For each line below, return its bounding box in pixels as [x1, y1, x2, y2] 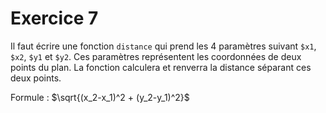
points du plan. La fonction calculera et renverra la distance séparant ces [10, 61, 312, 73]
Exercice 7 [10, 7, 99, 30]
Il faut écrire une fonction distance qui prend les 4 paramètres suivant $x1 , [10, 40, 317, 52]
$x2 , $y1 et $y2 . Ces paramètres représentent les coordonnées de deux [10, 50, 302, 62]
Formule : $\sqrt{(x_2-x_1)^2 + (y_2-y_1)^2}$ [10, 91, 190, 103]
